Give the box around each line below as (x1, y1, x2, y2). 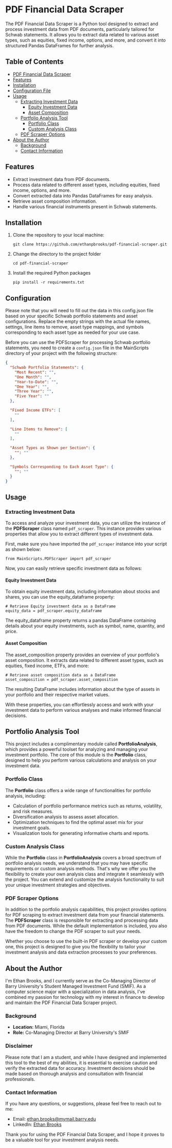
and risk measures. (12, 808, 53, 814)
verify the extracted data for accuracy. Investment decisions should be (5, 1065, 155, 1071)
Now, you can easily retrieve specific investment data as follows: (5, 565, 142, 571)
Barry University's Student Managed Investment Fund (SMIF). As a (5, 983, 146, 990)
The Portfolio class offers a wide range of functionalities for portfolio (5, 787, 151, 793)
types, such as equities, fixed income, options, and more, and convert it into (5, 37, 166, 43)
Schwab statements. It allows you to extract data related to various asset (5, 31, 159, 38)
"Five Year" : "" (14, 393, 50, 399)
